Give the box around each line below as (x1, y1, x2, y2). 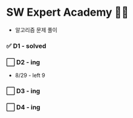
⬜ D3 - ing (6, 87, 41, 96)
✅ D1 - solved (6, 42, 47, 50)
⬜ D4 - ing (6, 103, 41, 111)
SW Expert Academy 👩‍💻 (6, 5, 129, 19)
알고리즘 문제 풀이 (15, 26, 57, 33)
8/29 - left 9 (15, 72, 45, 79)
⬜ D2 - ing (6, 57, 41, 66)
